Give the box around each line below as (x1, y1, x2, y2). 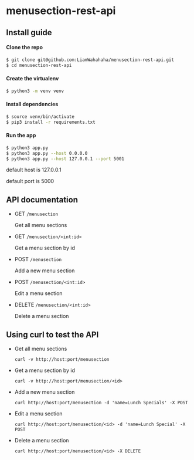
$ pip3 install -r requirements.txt (6, 119, 96, 125)
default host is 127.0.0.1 (6, 166, 62, 174)
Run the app (6, 132, 36, 139)
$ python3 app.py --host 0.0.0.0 (6, 150, 88, 156)
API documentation (6, 195, 78, 205)
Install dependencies (6, 101, 59, 108)
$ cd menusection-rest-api (6, 62, 72, 68)
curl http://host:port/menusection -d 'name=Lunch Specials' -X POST (14, 400, 189, 406)
